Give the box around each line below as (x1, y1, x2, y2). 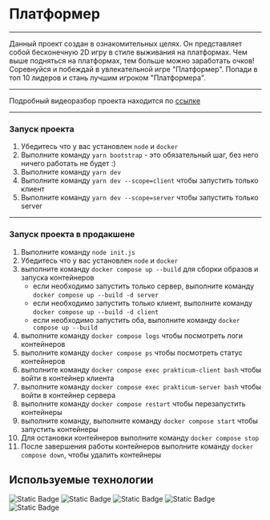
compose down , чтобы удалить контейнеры (20, 449, 162, 459)
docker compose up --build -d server (32, 291, 159, 299)
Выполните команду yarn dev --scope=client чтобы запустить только (20, 175, 259, 185)
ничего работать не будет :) (20, 159, 116, 168)
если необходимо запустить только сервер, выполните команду (32, 281, 255, 291)
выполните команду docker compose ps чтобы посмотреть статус (20, 348, 243, 357)
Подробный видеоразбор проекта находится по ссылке (9, 95, 201, 105)
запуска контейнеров (20, 272, 95, 282)
